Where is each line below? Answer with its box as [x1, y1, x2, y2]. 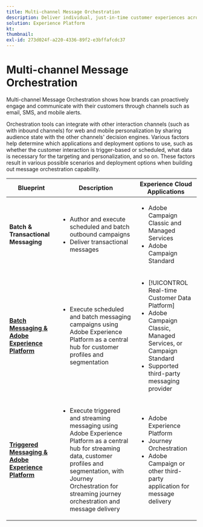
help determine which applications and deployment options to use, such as [6, 140, 193, 147]
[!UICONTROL [148, 278, 188, 287]
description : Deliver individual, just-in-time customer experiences [6, 15, 185, 21]
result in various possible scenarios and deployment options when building [6, 159, 193, 166]
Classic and [148, 218, 182, 227]
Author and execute [69, 215, 126, 223]
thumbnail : [6, 31, 34, 38]
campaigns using [69, 320, 119, 329]
